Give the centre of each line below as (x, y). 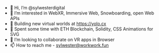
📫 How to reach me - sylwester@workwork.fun (59, 45)
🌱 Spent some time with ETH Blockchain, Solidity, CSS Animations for (82, 29)
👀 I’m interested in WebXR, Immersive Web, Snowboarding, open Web (82, 13)
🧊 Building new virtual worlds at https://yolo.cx (58, 23)
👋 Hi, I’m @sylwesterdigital (37, 8)
